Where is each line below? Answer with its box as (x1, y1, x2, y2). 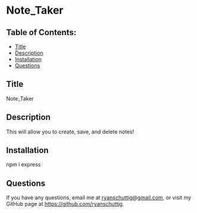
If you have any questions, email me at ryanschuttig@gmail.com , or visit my (6, 194, 192, 201)
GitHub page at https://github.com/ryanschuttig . (6, 201, 124, 208)
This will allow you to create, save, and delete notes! (6, 128, 135, 135)
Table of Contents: (6, 27, 77, 37)
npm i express (6, 161, 41, 168)
